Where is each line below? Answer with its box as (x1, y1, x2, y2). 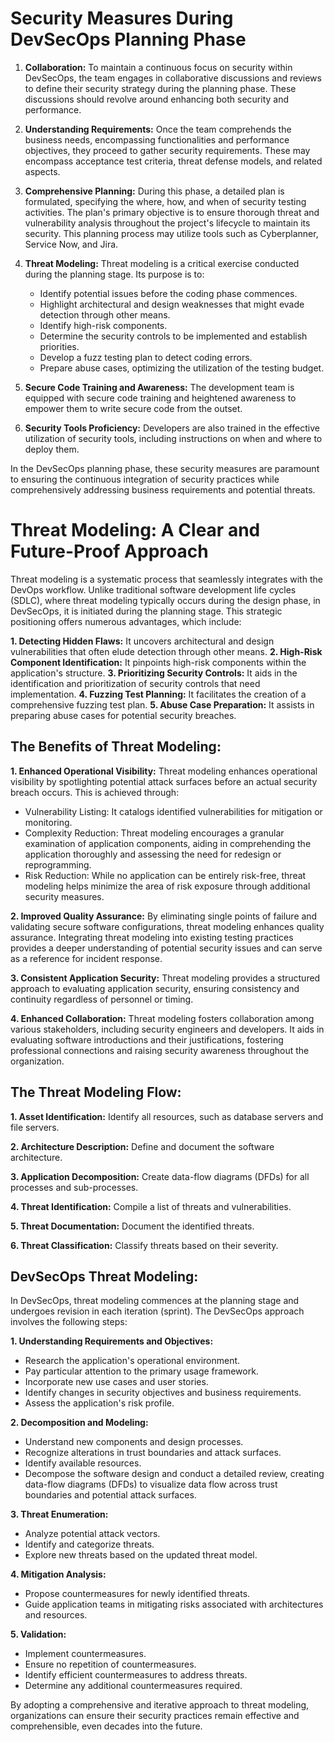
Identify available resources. (24, 1457, 142, 1469)
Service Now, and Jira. (24, 238, 119, 250)
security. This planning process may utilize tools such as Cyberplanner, (24, 227, 319, 239)
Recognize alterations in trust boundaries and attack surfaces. (24, 1447, 282, 1459)
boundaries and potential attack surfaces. (24, 1489, 197, 1501)
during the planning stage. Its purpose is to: (24, 268, 205, 280)
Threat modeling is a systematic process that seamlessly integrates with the (10, 573, 323, 585)
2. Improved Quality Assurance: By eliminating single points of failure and (10, 910, 318, 922)
